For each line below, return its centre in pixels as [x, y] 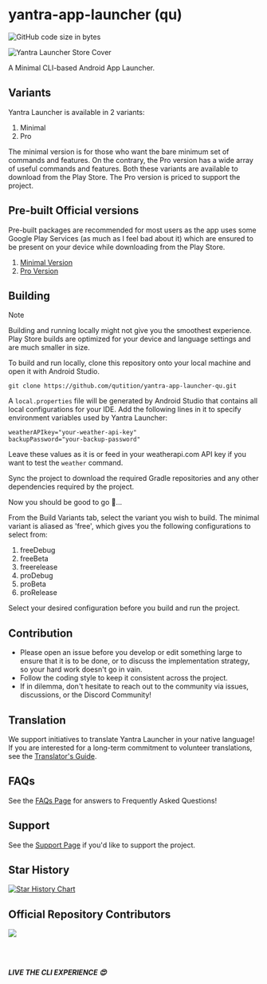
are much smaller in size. [49, 347]
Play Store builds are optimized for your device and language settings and [130, 339]
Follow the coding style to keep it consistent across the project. [124, 678]
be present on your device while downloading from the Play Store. [117, 247]
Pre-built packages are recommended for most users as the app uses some [132, 230]
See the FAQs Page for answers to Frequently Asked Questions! [113, 800]
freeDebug [37, 550]
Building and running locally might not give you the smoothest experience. [130, 331]
